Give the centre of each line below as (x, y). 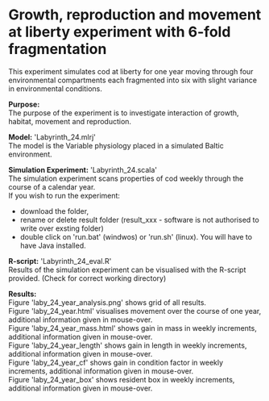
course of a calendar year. (52, 186)
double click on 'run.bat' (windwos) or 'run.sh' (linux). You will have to (136, 236)
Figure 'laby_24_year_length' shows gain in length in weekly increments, (128, 345)
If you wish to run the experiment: (64, 195)
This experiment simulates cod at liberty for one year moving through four (131, 71)
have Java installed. (53, 245)
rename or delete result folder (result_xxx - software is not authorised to (139, 219)
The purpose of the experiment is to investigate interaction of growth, (124, 113)
